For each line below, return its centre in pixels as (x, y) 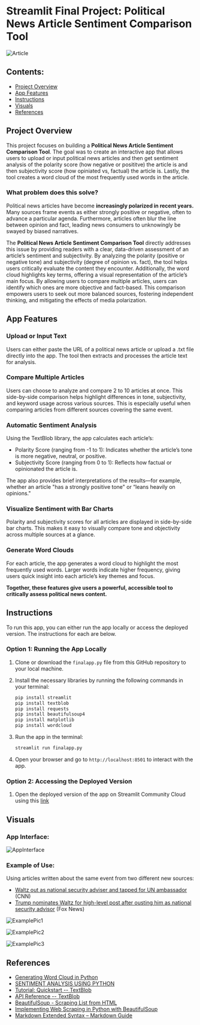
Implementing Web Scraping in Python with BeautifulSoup (86, 1009)
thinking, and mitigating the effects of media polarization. (77, 300)
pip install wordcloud (43, 726)
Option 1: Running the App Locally (56, 649)
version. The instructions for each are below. (61, 633)
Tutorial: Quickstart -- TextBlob (53, 990)
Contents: (25, 72)
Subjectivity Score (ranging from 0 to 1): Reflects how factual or (93, 462)
